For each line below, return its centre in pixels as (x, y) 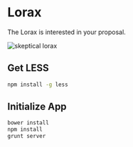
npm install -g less (38, 85)
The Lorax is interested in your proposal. (66, 32)
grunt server (27, 136)
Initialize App (37, 107)
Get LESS (28, 68)
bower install (28, 123)
